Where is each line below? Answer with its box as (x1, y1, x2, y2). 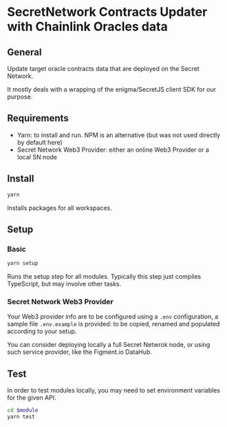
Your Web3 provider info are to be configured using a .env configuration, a (7, 312, 219, 321)
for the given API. (7, 394, 56, 402)
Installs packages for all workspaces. (7, 203, 112, 212)
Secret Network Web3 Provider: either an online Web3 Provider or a (17, 146, 210, 154)
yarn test (7, 413, 36, 421)
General (7, 46, 43, 58)
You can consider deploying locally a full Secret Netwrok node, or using (7, 341, 210, 349)
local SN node (17, 152, 57, 161)
